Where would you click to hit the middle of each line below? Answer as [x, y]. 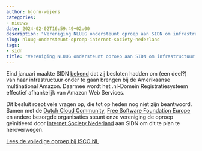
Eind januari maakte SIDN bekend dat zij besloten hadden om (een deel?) [96, 73]
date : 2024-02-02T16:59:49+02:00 [48, 28]
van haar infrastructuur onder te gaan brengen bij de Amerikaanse [88, 80]
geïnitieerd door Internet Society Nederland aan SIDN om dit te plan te [93, 123]
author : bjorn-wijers [33, 12]
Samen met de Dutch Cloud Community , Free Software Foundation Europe [98, 110]
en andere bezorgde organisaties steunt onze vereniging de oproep [90, 117]
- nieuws [17, 23]
